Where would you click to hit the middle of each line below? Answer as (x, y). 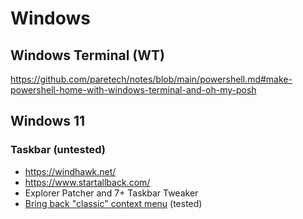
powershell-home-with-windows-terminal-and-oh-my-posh (133, 90)
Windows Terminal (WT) (87, 55)
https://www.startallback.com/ (87, 182)
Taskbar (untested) (58, 150)
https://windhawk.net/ (70, 171)
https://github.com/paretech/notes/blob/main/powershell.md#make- (151, 79)
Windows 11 (48, 121)
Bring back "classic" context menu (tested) (113, 203)
